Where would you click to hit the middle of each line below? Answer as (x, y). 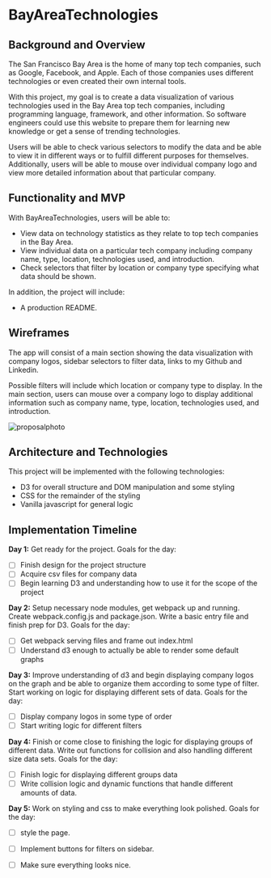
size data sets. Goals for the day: (63, 758)
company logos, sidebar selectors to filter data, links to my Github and (125, 361)
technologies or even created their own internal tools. (97, 81)
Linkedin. (23, 369)
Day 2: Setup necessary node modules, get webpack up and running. (124, 608)
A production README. (59, 307)
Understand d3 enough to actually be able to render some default (129, 650)
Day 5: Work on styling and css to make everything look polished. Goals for (134, 808)
